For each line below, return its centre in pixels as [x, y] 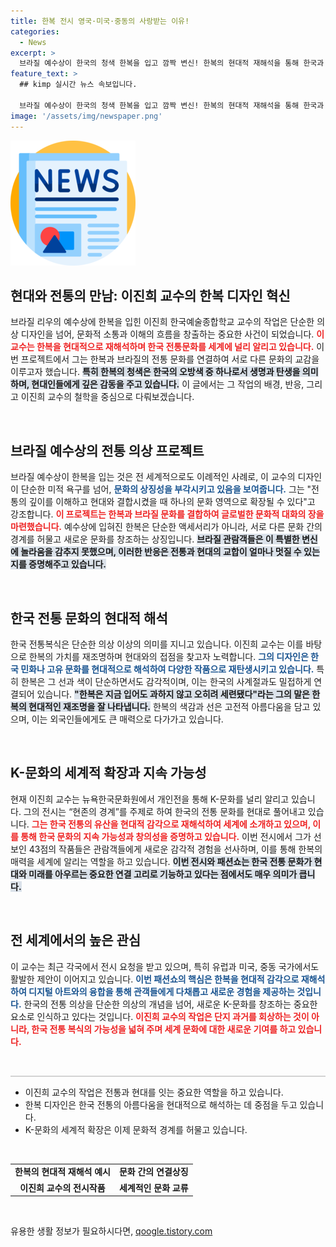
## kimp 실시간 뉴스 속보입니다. [78, 85]
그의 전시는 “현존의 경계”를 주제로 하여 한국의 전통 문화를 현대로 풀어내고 [164, 811]
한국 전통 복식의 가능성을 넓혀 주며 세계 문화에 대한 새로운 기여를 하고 [164, 1029]
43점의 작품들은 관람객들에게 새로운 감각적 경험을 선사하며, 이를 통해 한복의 [175, 849]
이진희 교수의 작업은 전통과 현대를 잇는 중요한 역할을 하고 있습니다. [154, 1092]
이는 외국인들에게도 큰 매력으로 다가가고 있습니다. [127, 719]
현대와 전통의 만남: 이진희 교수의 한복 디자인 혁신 [150, 295]
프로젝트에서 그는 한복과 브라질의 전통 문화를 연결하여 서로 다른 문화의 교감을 [170, 359]
